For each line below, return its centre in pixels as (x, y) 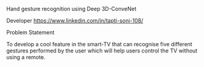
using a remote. (26, 57)
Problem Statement (30, 32)
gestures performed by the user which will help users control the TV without (102, 51)
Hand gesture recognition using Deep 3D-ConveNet (72, 9)
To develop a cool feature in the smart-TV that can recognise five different (100, 44)
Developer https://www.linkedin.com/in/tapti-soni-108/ (75, 20)
